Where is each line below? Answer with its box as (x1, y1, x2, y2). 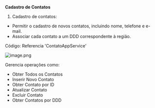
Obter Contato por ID (12, 82, 55, 87)
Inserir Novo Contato (12, 77, 55, 82)
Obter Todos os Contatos (12, 71, 63, 77)
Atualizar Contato (12, 87, 47, 92)
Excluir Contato (12, 92, 43, 98)
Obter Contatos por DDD (12, 97, 62, 103)
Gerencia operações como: (5, 62, 60, 67)
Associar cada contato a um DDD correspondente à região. (12, 34, 131, 39)
